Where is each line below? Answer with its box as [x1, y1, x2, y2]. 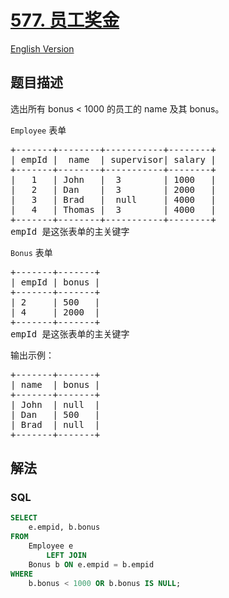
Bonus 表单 [10, 246, 53, 258]
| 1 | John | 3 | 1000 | [10, 174, 217, 185]
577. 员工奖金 [10, 9, 120, 32]
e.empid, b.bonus [28, 522, 101, 533]
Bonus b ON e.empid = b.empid [28, 559, 155, 570]
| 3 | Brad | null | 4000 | [10, 194, 217, 205]
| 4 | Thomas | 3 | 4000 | [10, 204, 217, 215]
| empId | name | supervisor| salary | [10, 154, 217, 165]
